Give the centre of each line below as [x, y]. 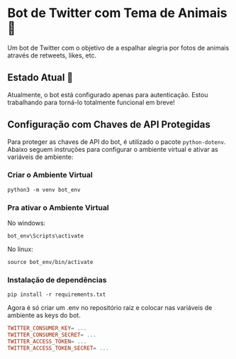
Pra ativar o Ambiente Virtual [58, 207]
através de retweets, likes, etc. [52, 55]
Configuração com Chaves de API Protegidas [109, 125]
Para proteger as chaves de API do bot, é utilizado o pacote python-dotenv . [117, 142]
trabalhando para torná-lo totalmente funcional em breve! [91, 102]
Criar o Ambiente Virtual [50, 175]
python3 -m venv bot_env [44, 189]
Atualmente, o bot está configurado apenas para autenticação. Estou [108, 94]
